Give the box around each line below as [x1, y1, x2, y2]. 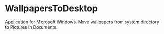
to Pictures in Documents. [5, 24, 58, 30]
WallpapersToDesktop [5, 3, 98, 14]
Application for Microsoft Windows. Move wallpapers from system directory [5, 19, 160, 25]
